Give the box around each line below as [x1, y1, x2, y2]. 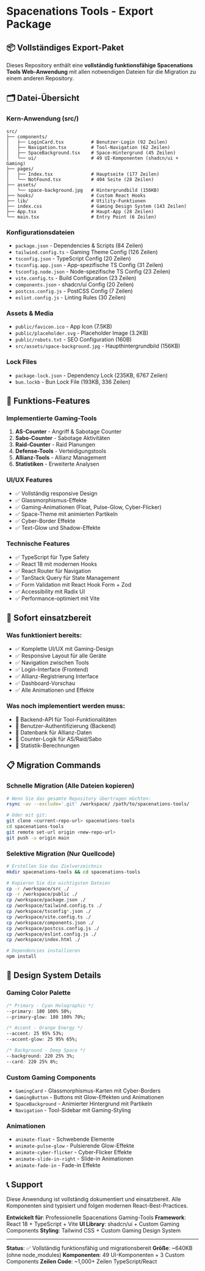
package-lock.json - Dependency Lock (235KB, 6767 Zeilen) [15, 372, 168, 379]
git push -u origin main [6, 835, 70, 841]
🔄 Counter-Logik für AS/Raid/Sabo [15, 735, 102, 742]
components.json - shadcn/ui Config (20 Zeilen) [15, 280, 134, 288]
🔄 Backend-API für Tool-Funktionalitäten [15, 716, 117, 723]
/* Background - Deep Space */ [6, 1047, 86, 1053]
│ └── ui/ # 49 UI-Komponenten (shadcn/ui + [6, 155, 179, 161]
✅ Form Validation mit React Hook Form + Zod [15, 581, 132, 588]
